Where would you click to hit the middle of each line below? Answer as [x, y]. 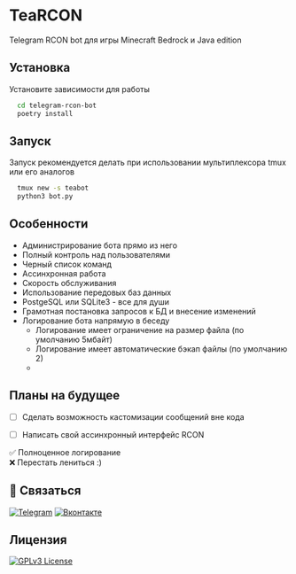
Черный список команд [67, 264]
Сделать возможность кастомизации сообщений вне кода [133, 416]
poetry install [45, 113]
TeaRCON [46, 16]
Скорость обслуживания [69, 283]
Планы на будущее [65, 396]
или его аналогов [42, 172]
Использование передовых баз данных [97, 292]
